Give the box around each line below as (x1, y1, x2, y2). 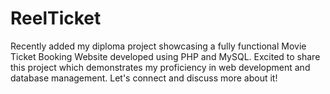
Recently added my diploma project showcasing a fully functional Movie (10, 40, 307, 52)
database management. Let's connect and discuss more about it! (10, 72, 278, 84)
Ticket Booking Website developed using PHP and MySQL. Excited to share (10, 50, 321, 62)
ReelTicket (10, 7, 102, 30)
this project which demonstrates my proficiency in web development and (10, 61, 311, 73)
